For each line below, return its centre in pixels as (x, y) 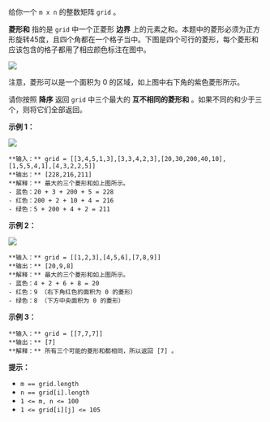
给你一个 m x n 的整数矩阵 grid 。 (64, 12)
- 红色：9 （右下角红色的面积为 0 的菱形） (73, 292)
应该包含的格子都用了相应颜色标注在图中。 (79, 50)
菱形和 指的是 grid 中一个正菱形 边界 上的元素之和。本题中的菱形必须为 (127, 29)
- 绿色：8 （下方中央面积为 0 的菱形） (66, 301)
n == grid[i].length (55, 393)
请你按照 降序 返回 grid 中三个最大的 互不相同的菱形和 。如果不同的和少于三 (135, 99)
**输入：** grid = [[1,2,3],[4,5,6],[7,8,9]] (85, 258)
